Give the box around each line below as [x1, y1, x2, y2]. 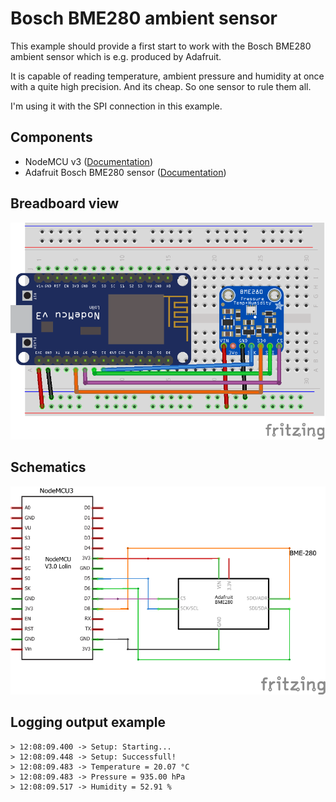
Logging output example [10, 714, 166, 731]
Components [10, 129, 93, 146]
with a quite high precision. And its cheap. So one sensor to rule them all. [10, 80, 312, 92]
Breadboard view [10, 195, 120, 212]
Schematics [10, 459, 87, 476]
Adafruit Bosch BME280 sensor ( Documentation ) [24, 166, 227, 178]
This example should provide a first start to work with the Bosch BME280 [10, 40, 312, 52]
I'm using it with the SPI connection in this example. [10, 100, 223, 112]
